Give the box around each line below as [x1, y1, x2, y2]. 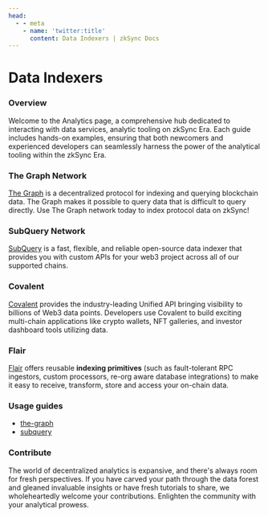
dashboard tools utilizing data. [8, 325, 108, 334]
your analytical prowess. [8, 499, 90, 509]
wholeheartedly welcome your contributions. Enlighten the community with [8, 491, 257, 501]
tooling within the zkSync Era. [8, 150, 107, 159]
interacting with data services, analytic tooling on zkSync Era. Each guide [8, 124, 251, 133]
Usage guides [8, 400, 63, 411]
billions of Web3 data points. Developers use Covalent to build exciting [8, 307, 242, 318]
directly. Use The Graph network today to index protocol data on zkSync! [8, 206, 250, 215]
